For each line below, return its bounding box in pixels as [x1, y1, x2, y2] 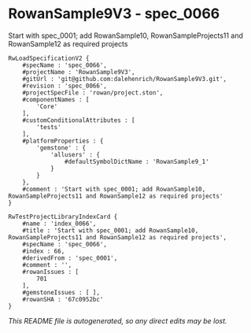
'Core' [36, 102, 58, 110]
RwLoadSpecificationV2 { [8, 54, 90, 62]
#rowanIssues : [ [22, 268, 79, 276]
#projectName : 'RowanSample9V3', [22, 68, 135, 76]
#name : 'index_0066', [22, 220, 97, 228]
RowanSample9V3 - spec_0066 [8, 5, 220, 23]
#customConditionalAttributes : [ [22, 116, 135, 124]
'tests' [36, 123, 61, 131]
